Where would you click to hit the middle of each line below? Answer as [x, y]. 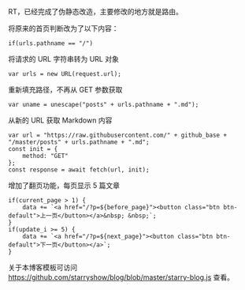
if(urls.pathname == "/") [50, 43]
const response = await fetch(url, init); [79, 170]
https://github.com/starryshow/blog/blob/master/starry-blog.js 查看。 [121, 277]
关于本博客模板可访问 [43, 267]
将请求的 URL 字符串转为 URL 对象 [64, 59]
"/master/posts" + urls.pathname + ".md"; [79, 142]
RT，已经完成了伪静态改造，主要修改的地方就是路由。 [96, 11]
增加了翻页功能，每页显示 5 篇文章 [64, 185]
